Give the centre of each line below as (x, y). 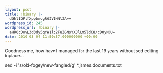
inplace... (14, 55)
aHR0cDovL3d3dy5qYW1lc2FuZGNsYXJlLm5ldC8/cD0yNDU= (62, 32)
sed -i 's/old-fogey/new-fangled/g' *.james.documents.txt (63, 65)
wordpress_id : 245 (24, 23)
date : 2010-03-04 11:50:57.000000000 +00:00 (51, 37)
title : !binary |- (24, 14)
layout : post (18, 9)
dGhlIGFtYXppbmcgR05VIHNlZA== (40, 18)
